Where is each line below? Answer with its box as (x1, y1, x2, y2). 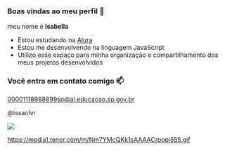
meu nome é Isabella (7, 22, 69, 31)
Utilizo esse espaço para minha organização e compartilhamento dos (17, 51, 219, 59)
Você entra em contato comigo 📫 (7, 77, 124, 86)
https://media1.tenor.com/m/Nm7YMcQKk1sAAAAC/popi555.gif (7, 135, 191, 143)
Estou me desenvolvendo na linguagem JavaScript (17, 44, 165, 52)
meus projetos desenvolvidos (17, 58, 103, 67)
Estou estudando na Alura (17, 36, 93, 44)
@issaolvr (7, 108, 37, 117)
